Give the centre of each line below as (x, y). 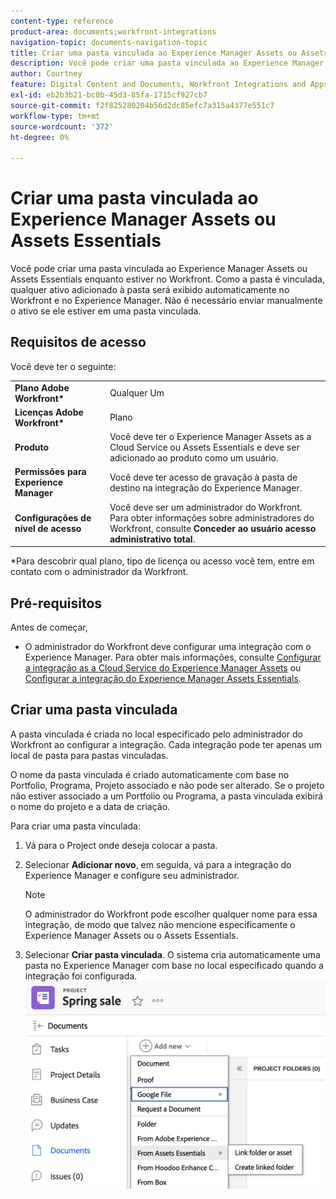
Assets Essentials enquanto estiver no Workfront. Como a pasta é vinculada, (167, 279)
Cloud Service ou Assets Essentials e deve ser (204, 447)
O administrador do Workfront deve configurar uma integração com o (168, 646)
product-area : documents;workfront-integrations (113, 31)
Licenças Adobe (49, 412)
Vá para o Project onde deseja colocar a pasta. (121, 845)
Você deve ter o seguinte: (63, 366)
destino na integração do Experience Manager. (206, 487)
